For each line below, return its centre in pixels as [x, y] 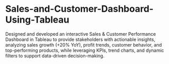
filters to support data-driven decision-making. [55, 56]
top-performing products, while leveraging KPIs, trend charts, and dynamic [85, 50]
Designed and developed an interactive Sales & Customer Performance [81, 34]
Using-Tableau [37, 20]
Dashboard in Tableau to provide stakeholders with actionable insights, [80, 39]
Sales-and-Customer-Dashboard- [80, 9]
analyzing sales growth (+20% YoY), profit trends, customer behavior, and [84, 45]
